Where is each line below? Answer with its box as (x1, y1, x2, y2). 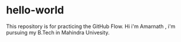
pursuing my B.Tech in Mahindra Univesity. (6, 29, 110, 36)
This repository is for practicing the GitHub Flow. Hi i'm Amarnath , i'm (6, 23, 176, 30)
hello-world (6, 3, 65, 17)
